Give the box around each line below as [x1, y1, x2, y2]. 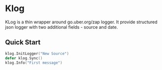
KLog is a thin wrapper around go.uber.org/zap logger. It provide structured [5, 19, 158, 25]
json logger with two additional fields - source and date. [5, 24, 118, 30]
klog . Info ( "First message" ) [5, 60, 63, 65]
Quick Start [5, 38, 41, 47]
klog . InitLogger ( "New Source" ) [5, 51, 69, 56]
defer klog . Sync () [5, 55, 43, 61]
